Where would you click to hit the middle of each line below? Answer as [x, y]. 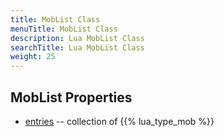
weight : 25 [33, 57]
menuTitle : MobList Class [64, 29]
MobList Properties [71, 97]
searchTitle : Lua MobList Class [77, 47]
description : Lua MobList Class [77, 38]
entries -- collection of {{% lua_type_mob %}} [119, 121]
